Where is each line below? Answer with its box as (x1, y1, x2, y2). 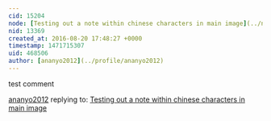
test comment (8, 78, 55, 89)
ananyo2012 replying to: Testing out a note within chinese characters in (8, 94, 246, 104)
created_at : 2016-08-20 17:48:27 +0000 (8, 34, 143, 43)
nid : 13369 (8, 27, 45, 35)
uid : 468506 (8, 49, 48, 57)
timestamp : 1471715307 (8, 42, 85, 50)
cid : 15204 (8, 11, 45, 20)
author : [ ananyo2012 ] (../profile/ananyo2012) (8, 57, 164, 65)
